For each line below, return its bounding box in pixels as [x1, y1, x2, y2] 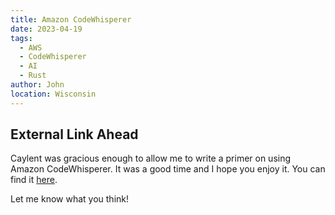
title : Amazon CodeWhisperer [10, 14, 132, 25]
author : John [10, 80, 65, 90]
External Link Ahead [10, 126, 139, 143]
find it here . [10, 174, 58, 186]
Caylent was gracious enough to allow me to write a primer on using [10, 152, 292, 165]
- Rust [19, 71, 47, 81]
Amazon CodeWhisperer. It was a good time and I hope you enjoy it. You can [10, 163, 326, 175]
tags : [10, 33, 33, 43]
